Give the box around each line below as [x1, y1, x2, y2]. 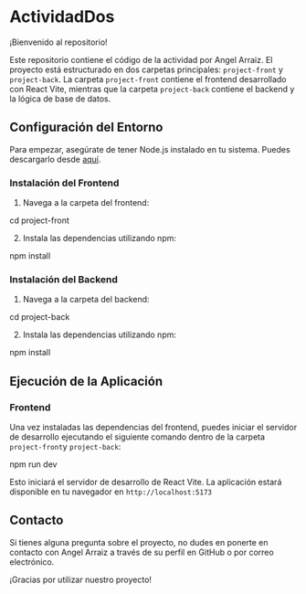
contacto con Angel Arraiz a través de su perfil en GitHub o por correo [9, 546, 274, 557]
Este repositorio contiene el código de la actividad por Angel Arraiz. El [9, 54, 273, 65]
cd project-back [9, 312, 70, 323]
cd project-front [9, 215, 70, 226]
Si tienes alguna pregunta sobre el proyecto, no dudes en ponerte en [9, 536, 269, 547]
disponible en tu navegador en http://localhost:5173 [9, 486, 213, 497]
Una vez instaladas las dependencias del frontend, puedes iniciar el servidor [9, 422, 298, 433]
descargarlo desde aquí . [9, 154, 101, 164]
